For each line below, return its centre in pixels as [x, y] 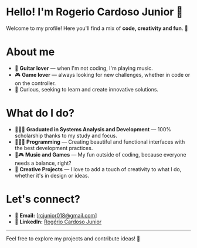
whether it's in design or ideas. [52, 175]
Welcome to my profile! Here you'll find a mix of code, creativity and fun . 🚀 [97, 28]
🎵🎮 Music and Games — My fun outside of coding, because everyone [100, 154]
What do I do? [40, 113]
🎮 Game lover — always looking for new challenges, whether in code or [102, 74]
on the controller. [35, 83]
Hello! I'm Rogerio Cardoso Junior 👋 [95, 12]
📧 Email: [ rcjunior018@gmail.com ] [56, 215]
